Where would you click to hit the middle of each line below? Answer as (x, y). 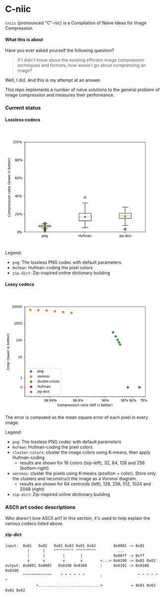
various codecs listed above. (34, 523)
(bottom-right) (34, 468)
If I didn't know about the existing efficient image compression (81, 60)
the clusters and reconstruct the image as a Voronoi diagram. (75, 479)
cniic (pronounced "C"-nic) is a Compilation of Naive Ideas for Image (76, 23)
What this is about (24, 39)
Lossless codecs (23, 119)
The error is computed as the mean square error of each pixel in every (77, 417)
